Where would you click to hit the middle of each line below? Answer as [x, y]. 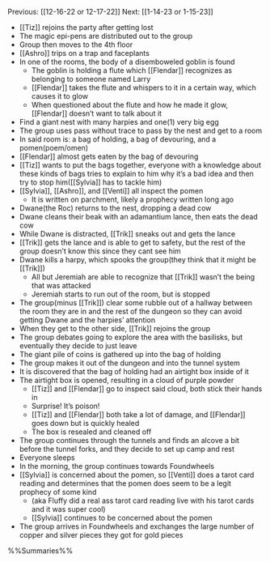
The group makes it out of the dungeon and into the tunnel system [129, 363]
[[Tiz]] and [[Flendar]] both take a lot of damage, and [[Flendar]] [138, 415]
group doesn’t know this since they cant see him [100, 251]
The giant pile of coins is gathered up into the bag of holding [120, 354]
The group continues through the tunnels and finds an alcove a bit [129, 440]
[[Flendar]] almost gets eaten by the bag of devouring [109, 156]
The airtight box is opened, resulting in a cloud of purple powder [127, 380]
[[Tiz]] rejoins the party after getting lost [86, 27]
